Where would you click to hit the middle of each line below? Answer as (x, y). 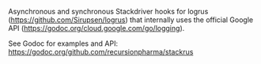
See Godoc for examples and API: (63, 43)
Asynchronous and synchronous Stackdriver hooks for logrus (108, 11)
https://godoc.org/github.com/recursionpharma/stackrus (101, 52)
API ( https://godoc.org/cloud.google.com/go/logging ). (96, 28)
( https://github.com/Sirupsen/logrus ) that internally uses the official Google (131, 20)
